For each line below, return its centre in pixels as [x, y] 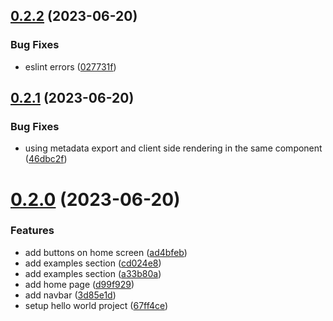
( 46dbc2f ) [46, 159]
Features [32, 231]
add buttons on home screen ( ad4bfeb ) [106, 252]
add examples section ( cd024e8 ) [93, 263]
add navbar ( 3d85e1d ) [70, 295]
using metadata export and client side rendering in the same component [173, 148]
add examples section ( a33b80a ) [93, 273]
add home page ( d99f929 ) [79, 284]
